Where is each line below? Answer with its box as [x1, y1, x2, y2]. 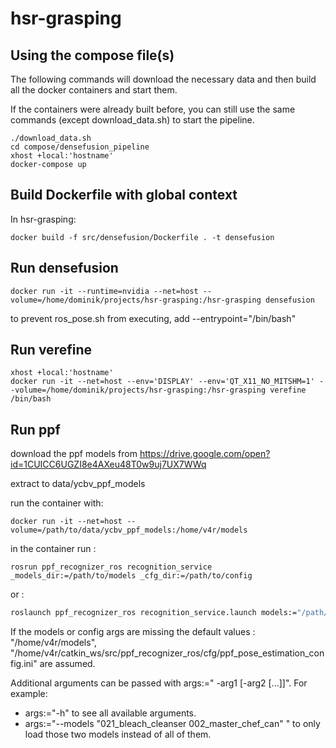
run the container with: [10, 497, 104, 509]
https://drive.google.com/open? [139, 448, 271, 460]
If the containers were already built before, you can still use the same [10, 103, 296, 115]
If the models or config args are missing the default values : [10, 626, 256, 638]
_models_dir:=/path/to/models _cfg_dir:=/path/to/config [10, 571, 253, 581]
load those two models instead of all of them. [24, 728, 212, 741]
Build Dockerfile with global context [10, 187, 238, 204]
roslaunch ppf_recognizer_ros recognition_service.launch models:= [10, 608, 298, 618]
